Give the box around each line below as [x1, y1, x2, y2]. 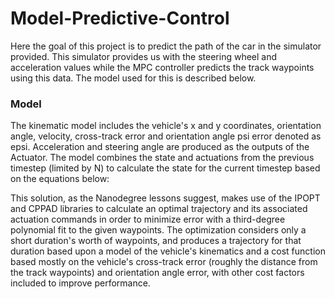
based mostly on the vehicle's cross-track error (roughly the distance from [10, 256, 318, 268]
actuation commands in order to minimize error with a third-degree [10, 213, 286, 226]
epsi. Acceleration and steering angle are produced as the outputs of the [10, 141, 310, 153]
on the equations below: [10, 173, 110, 185]
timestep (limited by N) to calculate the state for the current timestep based [10, 162, 321, 174]
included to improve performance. [10, 277, 151, 289]
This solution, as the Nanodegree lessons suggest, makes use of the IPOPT [10, 192, 321, 204]
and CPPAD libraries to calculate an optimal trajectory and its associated [10, 203, 308, 215]
